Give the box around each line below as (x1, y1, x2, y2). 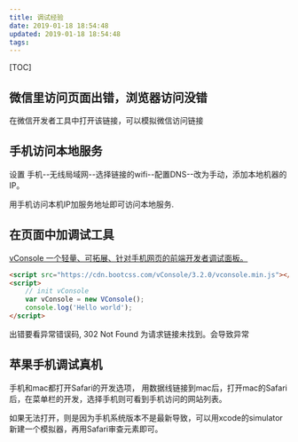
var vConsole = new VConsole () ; (25, 295, 145, 304)
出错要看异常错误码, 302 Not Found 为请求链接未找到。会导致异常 (9, 328, 250, 339)
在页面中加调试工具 (9, 227, 114, 242)
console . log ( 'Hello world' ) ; (25, 304, 133, 312)
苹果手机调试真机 (9, 357, 103, 373)
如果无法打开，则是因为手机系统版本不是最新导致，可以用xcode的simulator (9, 412, 284, 422)
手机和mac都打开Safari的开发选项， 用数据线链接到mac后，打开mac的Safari (9, 383, 288, 393)
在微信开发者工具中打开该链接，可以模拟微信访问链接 (9, 115, 204, 126)
